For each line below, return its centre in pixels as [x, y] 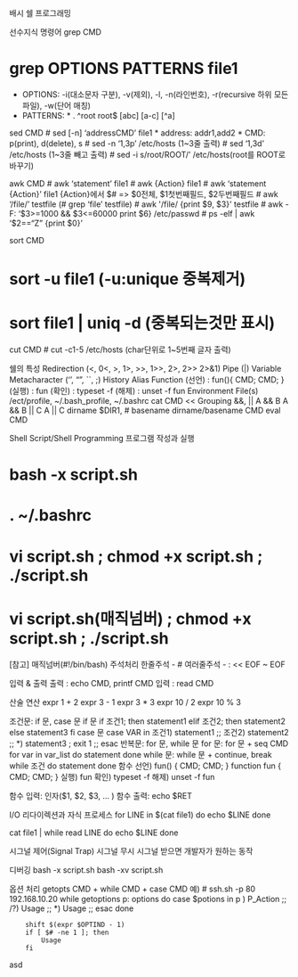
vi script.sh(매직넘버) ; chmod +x [130, 619]
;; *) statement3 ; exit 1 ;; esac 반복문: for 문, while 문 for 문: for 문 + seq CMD [149, 743]
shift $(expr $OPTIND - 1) [75, 924]
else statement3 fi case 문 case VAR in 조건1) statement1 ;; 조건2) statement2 [149, 732]
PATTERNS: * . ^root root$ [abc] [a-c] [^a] [98, 115]
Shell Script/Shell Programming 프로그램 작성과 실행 [102, 439]
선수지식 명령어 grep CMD [56, 32]
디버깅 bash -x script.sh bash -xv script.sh [86, 870]
